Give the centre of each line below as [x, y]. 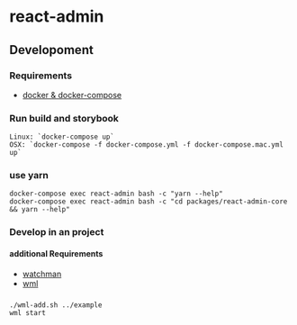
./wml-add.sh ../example [56, 305]
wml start [28, 312]
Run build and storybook [64, 118]
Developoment [52, 50]
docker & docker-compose [72, 95]
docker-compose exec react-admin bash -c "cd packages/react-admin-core [148, 202]
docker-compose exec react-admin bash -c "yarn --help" [116, 194]
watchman [42, 274]
